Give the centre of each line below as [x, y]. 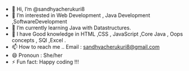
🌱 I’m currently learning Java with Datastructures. [71, 28]
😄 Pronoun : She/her [37, 55]
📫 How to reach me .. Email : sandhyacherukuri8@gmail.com [85, 47]
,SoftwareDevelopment [39, 21]
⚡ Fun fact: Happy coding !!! [45, 62]
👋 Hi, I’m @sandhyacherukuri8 [48, 9]
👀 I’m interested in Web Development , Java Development [81, 15]
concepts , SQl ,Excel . [39, 40]
